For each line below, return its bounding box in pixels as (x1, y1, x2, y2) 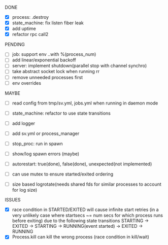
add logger (12, 120, 36, 126)
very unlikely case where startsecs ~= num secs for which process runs (12, 213, 163, 219)
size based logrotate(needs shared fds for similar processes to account (12, 181, 162, 187)
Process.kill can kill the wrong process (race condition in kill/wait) (12, 234, 149, 240)
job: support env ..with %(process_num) (12, 51, 96, 57)
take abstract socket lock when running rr (12, 68, 100, 75)
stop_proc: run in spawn (12, 141, 63, 147)
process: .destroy (12, 14, 49, 20)
